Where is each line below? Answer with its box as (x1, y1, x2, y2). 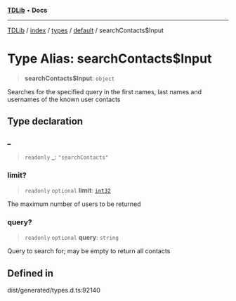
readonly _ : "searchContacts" (24, 153, 109, 161)
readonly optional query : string (24, 233, 119, 242)
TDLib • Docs (7, 6, 48, 14)
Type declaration (7, 115, 83, 127)
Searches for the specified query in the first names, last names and (7, 87, 202, 96)
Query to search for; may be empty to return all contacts (7, 247, 171, 255)
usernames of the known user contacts (7, 95, 121, 103)
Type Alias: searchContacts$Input (7, 51, 212, 67)
